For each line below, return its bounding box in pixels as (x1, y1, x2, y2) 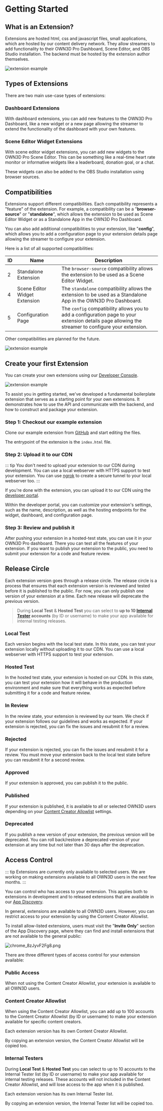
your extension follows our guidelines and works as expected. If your (5, 718, 143, 724)
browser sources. (5, 174, 40, 180)
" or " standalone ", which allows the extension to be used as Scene (19, 211, 153, 217)
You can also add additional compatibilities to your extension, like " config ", (5, 226, 155, 232)
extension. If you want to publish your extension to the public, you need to (5, 545, 153, 551)
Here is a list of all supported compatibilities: (5, 246, 94, 251)
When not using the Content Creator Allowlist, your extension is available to (5, 980, 156, 986)
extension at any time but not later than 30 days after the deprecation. (5, 842, 145, 847)
